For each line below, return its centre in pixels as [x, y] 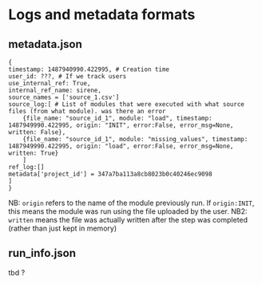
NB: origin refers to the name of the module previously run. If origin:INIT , [131, 203]
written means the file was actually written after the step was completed [128, 220]
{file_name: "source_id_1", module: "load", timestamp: [118, 118]
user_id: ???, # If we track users [67, 77]
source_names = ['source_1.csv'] [64, 97]
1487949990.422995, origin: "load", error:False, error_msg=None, [121, 146]
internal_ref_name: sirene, [55, 90]
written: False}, [37, 132]
